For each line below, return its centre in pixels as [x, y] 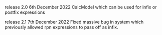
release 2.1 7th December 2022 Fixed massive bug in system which [74, 22]
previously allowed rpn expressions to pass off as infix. [61, 27]
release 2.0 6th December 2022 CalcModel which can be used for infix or [81, 7]
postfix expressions [25, 12]
